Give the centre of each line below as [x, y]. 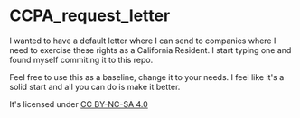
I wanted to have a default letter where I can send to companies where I [143, 41]
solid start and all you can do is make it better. [95, 86]
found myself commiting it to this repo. [81, 59]
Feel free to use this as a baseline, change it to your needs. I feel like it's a [147, 77]
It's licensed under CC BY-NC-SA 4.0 [79, 104]
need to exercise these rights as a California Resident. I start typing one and [150, 50]
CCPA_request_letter [90, 16]
